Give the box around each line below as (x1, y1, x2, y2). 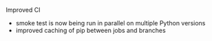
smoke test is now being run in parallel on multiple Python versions (15, 19, 206, 27)
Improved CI (6, 6, 41, 14)
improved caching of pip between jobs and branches (15, 27, 166, 34)
